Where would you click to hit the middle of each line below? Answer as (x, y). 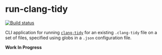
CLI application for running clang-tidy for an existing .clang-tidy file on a (81, 32)
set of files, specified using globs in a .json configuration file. (69, 38)
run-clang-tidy (37, 9)
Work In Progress (23, 47)
